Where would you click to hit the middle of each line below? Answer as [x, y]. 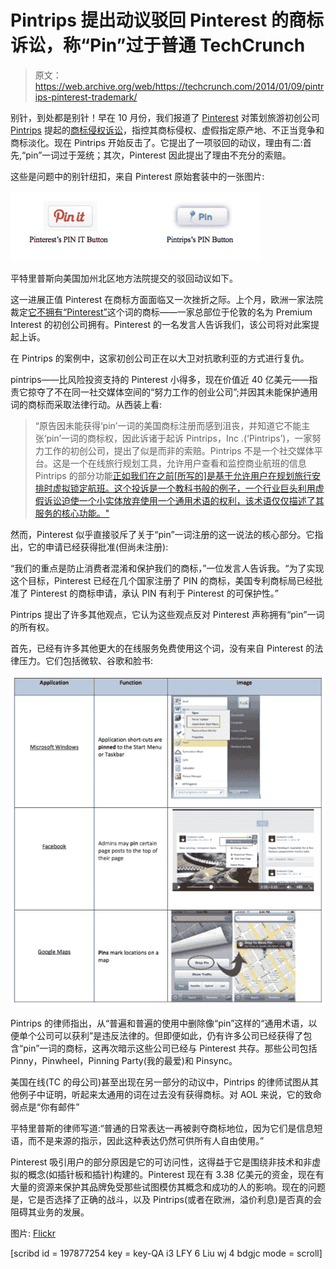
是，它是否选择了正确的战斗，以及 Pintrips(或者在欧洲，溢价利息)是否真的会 [166, 1199]
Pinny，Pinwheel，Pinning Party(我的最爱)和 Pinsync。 [124, 1060]
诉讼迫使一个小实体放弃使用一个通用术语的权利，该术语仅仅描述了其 [184, 500]
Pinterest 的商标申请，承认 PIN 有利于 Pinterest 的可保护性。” [154, 593]
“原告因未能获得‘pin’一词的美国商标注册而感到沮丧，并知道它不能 [168, 425]
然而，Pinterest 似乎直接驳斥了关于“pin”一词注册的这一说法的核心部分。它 [162, 534]
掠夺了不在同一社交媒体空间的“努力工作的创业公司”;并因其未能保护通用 [172, 392]
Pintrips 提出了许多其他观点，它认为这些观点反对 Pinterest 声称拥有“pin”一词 [167, 614]
